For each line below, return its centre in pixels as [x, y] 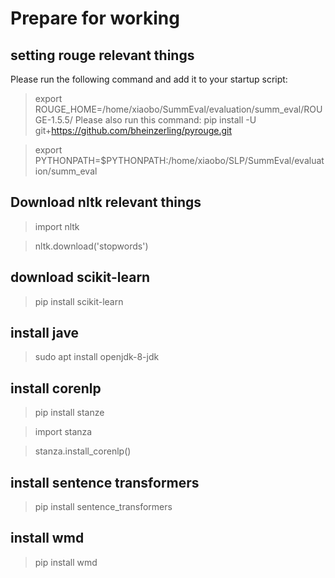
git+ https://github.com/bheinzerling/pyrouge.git [133, 130]
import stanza [63, 432]
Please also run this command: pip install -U [165, 120]
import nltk [57, 226]
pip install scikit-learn [79, 301]
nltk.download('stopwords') [91, 246]
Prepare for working [95, 18]
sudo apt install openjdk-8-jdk [97, 357]
